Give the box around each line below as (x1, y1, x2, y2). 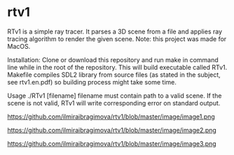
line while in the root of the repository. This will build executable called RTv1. (7, 63, 228, 71)
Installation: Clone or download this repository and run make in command (7, 55, 219, 64)
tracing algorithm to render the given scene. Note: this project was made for (7, 34, 227, 43)
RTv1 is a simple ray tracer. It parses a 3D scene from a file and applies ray (7, 27, 223, 36)
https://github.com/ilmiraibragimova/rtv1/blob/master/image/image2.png (7, 126, 217, 134)
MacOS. (7, 42, 31, 50)
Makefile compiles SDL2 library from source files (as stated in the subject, (7, 71, 221, 79)
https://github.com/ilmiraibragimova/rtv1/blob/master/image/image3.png (7, 139, 216, 147)
